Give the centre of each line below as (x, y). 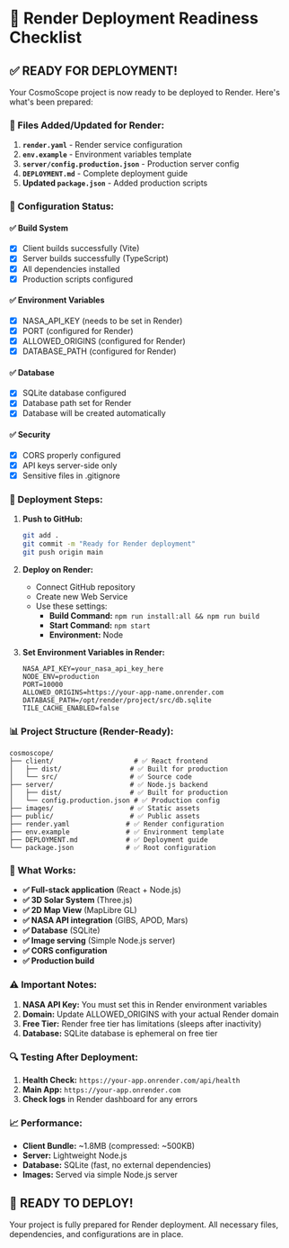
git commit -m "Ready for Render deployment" (109, 544)
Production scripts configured (77, 279)
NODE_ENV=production (61, 676)
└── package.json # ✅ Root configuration (113, 848)
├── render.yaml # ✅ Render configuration (117, 824)
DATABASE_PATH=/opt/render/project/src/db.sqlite (117, 700)
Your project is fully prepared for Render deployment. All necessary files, (144, 1225)
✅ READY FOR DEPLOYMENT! (93, 71)
